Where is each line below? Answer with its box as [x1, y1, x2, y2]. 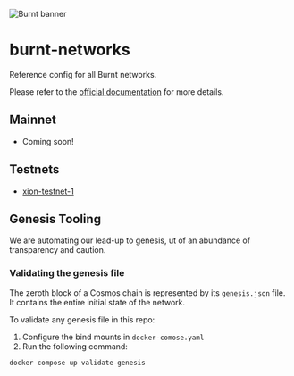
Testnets [9, 162, 60, 178]
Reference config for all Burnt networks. [9, 69, 157, 79]
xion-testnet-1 [21, 186, 74, 196]
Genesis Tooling [9, 211, 101, 227]
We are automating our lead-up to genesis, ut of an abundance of [9, 235, 251, 246]
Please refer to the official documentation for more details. [9, 86, 224, 97]
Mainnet [9, 113, 56, 128]
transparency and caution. [9, 245, 106, 255]
